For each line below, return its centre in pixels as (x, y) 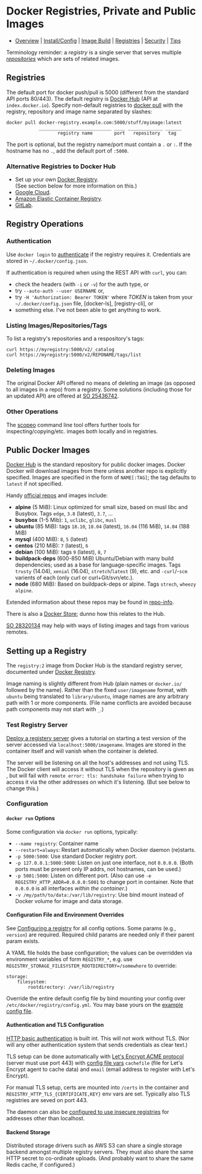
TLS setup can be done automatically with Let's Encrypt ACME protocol (95, 1056)
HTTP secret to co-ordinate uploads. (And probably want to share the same (100, 1158)
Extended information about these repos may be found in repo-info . (90, 602)
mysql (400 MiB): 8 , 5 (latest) (51, 539)
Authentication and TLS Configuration (55, 1025)
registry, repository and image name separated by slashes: (79, 111)
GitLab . (24, 205)
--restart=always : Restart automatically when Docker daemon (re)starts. (105, 849)
